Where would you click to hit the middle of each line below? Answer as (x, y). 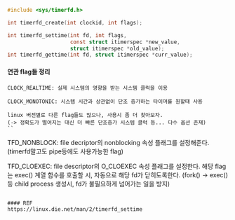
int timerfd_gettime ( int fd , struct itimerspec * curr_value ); (100, 55)
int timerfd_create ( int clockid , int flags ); (75, 22)
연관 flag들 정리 (29, 71)
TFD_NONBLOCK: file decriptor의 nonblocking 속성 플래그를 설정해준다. (108, 143)
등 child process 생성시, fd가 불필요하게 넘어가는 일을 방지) (89, 184)
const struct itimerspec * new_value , (125, 42)
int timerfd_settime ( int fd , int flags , (67, 35)
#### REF (20, 203)
